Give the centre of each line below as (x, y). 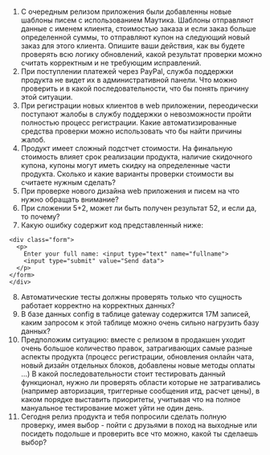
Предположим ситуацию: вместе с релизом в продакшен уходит (133, 340)
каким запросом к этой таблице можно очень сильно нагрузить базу (140, 322)
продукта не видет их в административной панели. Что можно (129, 80)
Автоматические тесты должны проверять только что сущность (131, 297)
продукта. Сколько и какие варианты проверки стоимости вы (127, 174)
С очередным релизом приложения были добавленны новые (126, 12)
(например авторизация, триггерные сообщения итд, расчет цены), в (140, 391)
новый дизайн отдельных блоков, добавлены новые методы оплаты (138, 365)
